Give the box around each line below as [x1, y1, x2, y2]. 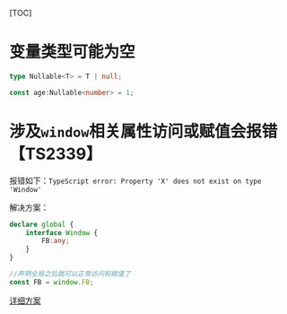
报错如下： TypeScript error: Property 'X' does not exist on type [9, 175, 262, 186]
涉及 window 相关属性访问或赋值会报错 [9, 121, 278, 142]
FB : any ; [41, 237, 70, 246]
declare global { [9, 220, 74, 229]
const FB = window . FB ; [9, 277, 94, 286]
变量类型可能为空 [9, 42, 136, 62]
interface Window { [25, 228, 99, 237]
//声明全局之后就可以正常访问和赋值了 [9, 269, 132, 278]
